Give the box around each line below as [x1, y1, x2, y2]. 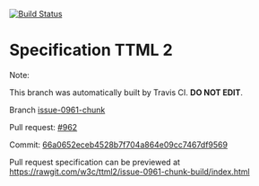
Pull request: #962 [9, 121, 78, 132]
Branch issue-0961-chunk [9, 104, 106, 115]
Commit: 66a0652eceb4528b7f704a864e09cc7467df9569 [9, 139, 229, 150]
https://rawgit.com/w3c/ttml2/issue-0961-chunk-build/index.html [9, 166, 250, 177]
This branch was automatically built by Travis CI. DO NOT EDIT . [9, 86, 244, 98]
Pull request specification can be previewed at [9, 156, 181, 167]
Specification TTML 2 [9, 40, 173, 60]
